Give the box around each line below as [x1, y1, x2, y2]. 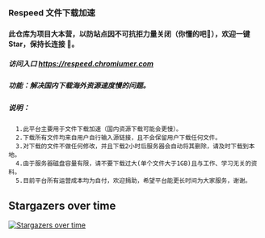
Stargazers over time [8, 198, 116, 212]
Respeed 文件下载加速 [8, 6, 95, 18]
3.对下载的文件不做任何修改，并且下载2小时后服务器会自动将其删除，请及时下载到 [15, 142, 249, 151]
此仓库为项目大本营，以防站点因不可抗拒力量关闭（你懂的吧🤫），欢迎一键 [8, 28, 250, 38]
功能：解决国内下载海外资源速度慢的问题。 [8, 81, 150, 91]
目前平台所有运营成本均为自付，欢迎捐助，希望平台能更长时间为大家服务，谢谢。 [23, 176, 252, 185]
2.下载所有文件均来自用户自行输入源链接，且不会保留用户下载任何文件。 [15, 134, 222, 142]
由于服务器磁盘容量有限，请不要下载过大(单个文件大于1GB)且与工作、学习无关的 [23, 159, 252, 168]
